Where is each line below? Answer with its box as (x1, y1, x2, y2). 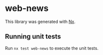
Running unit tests (5, 33, 61, 41)
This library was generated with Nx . (5, 19, 76, 24)
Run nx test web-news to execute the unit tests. (5, 45, 99, 51)
